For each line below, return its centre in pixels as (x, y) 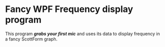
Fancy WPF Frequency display (69, 9)
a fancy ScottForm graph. (31, 39)
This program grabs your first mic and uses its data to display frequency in (83, 33)
